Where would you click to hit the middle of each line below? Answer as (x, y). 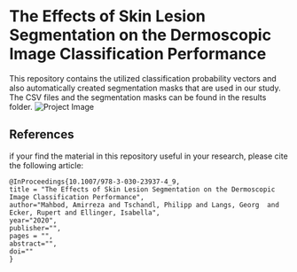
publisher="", (35, 228)
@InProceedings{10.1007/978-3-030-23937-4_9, (94, 182)
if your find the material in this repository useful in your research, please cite (148, 156)
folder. (21, 106)
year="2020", (33, 220)
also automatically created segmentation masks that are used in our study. (145, 88)
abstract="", (33, 244)
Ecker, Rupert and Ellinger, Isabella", (85, 213)
